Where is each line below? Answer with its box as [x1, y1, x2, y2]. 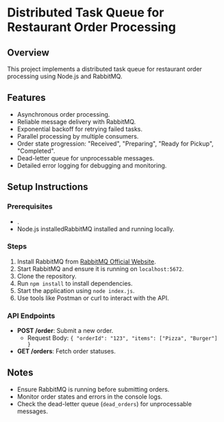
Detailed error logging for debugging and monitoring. [16, 161, 167, 169]
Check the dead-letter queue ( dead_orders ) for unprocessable [16, 399, 192, 408]
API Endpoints [7, 311, 55, 320]
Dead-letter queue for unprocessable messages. [16, 154, 155, 162]
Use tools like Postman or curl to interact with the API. [16, 294, 169, 302]
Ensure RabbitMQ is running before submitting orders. [16, 385, 170, 393]
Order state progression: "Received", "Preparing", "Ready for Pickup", [16, 139, 214, 148]
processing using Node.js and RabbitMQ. [7, 72, 123, 80]
